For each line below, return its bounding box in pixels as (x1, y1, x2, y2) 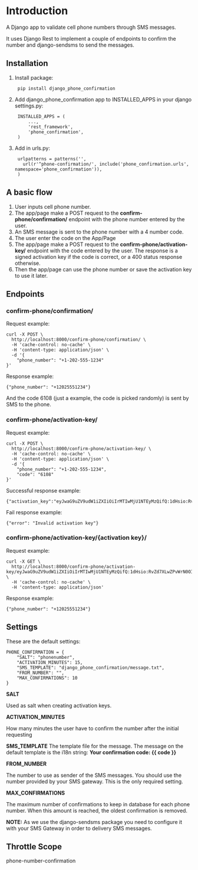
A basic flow (6, 188, 53, 198)
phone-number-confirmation (6, 857, 76, 865)
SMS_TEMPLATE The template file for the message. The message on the (6, 742, 184, 750)
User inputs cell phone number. (14, 203, 91, 210)
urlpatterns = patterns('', (17, 156, 87, 162)
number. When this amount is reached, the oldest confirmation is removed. (6, 807, 187, 814)
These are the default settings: (6, 638, 81, 645)
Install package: (14, 74, 54, 81)
